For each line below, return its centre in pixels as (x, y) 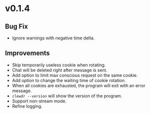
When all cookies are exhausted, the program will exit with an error (79, 85)
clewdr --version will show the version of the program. (67, 96)
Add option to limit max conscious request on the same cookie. (75, 75)
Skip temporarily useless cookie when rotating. (59, 65)
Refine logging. (27, 106)
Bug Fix (16, 26)
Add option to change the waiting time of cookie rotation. (69, 80)
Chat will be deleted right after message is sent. (60, 70)
